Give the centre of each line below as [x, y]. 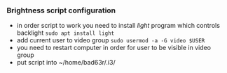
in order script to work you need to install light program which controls [118, 26]
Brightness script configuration [61, 10]
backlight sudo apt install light [66, 33]
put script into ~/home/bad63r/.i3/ [66, 63]
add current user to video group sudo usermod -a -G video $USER [111, 40]
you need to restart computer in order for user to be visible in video [114, 48]
